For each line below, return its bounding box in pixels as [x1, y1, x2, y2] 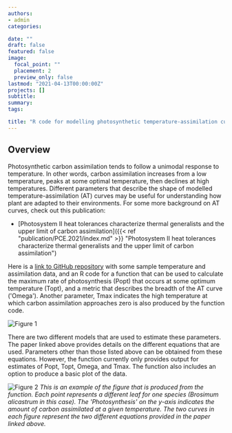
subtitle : [8, 93, 36, 100]
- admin [8, 17, 30, 23]
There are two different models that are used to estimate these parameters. [8, 332, 222, 341]
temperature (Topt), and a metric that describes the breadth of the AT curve [8, 284, 223, 292]
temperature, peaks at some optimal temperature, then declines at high [8, 177, 209, 185]
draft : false [8, 42, 45, 49]
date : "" [8, 35, 33, 42]
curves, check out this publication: [8, 206, 106, 214]
